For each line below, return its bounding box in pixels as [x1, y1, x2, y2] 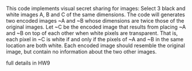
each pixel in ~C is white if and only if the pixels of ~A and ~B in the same [6, 36, 184, 42]
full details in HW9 [6, 59, 51, 66]
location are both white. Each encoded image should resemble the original [6, 42, 186, 49]
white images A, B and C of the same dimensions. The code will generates [6, 11, 186, 18]
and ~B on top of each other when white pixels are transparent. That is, [6, 30, 178, 37]
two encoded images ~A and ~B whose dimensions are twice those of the [6, 17, 184, 24]
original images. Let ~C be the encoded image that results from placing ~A [6, 23, 186, 30]
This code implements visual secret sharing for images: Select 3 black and [6, 5, 186, 12]
